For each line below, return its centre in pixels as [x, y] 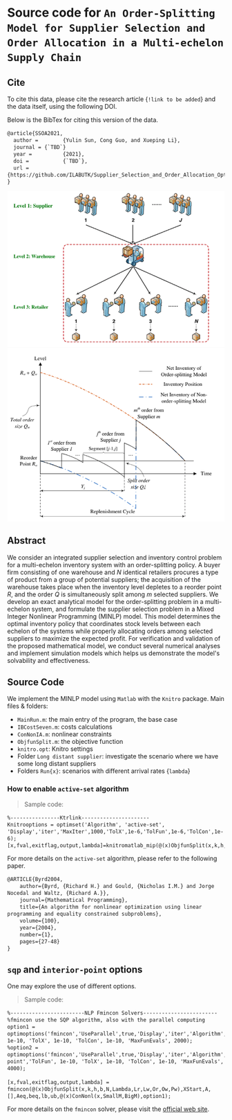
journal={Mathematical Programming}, [74, 900]
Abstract [27, 541]
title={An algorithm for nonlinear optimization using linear [111, 907]
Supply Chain [44, 58]
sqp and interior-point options [75, 970]
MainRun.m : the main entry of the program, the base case [97, 720]
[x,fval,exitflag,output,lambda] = [58, 1083]
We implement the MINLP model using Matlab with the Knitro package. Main [116, 699]
